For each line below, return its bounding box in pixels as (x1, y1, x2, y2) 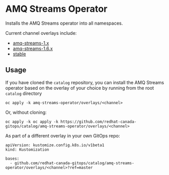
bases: (5, 156, 20, 161)
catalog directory (5, 90, 42, 96)
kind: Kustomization (5, 147, 50, 152)
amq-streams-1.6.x (12, 45, 53, 51)
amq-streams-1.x (12, 40, 49, 46)
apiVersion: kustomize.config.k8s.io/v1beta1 (5, 142, 104, 148)
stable (12, 51, 26, 57)
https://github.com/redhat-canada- (60, 119, 137, 124)
